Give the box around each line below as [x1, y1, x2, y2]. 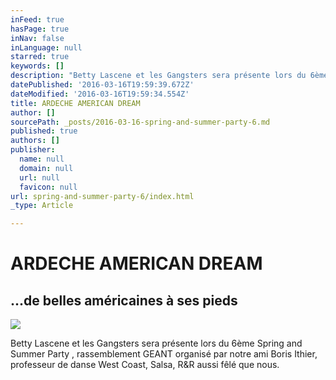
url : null [19, 172, 60, 183]
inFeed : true [10, 14, 65, 25]
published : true [10, 126, 78, 136]
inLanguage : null [10, 42, 83, 53]
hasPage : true [10, 24, 70, 34]
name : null [19, 154, 65, 164]
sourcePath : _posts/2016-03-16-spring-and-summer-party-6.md [10, 117, 271, 127]
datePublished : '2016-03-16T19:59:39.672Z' [10, 80, 195, 90]
